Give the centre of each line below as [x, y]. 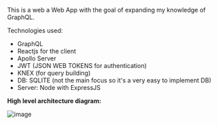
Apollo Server [37, 58]
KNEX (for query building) [54, 73]
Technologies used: [35, 31]
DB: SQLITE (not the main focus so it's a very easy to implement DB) [114, 80]
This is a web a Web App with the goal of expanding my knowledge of [107, 10]
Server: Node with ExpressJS [59, 88]
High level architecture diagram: [54, 101]
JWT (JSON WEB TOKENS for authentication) [82, 66]
